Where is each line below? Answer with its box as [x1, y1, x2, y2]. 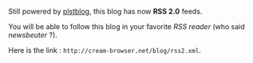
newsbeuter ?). [8, 31, 57, 39]
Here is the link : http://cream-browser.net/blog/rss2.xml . [8, 46, 202, 54]
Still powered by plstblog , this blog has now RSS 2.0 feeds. [8, 7, 203, 16]
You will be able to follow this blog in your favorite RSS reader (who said [8, 22, 245, 31]
